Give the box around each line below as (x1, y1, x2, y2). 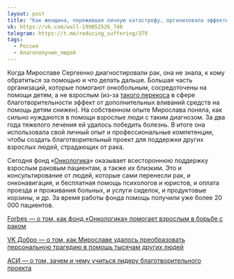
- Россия (13, 43, 39, 50)
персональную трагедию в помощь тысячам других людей (7, 243, 185, 251)
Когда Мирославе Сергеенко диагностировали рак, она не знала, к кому (7, 68, 225, 77)
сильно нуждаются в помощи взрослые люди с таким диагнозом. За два (7, 113, 226, 121)
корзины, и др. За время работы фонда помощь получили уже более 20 (7, 193, 223, 201)
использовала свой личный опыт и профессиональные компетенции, (7, 127, 214, 136)
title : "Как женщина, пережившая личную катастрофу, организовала (7, 17, 204, 24)
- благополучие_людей (13, 50, 77, 57)
